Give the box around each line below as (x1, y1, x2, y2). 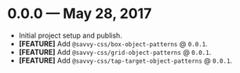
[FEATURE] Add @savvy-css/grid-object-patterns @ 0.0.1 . (18, 47, 212, 57)
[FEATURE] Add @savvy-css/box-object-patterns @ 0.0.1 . (18, 38, 209, 48)
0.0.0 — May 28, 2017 (7, 5, 152, 23)
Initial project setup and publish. (18, 31, 122, 40)
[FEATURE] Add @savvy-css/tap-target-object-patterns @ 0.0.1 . (18, 56, 233, 65)
